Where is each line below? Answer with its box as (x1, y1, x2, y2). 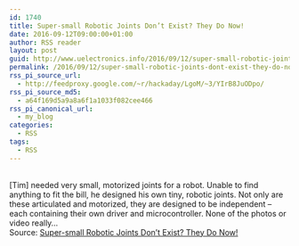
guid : (9, 54, 29, 63)
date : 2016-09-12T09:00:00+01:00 (9, 29, 133, 38)
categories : (9, 121, 53, 130)
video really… (9, 217, 59, 228)
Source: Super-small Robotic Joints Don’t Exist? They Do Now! (9, 226, 238, 237)
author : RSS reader (9, 37, 82, 47)
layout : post (9, 46, 58, 55)
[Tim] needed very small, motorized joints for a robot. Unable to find (9, 179, 259, 190)
